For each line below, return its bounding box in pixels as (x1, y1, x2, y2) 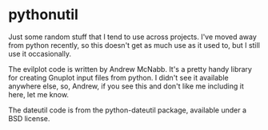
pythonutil (8, 6, 78, 24)
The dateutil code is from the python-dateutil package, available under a (8, 105, 246, 115)
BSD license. (8, 113, 50, 123)
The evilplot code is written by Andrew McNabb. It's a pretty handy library (8, 64, 252, 73)
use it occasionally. (8, 49, 72, 58)
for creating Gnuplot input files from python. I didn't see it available (8, 73, 230, 82)
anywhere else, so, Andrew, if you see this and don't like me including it (8, 81, 244, 91)
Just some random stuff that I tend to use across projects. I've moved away (8, 32, 258, 41)
